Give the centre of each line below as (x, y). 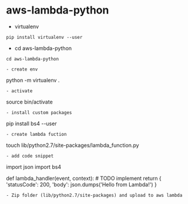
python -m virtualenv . (33, 80)
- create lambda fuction (36, 134)
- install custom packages (39, 112)
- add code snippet (30, 156)
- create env (22, 69)
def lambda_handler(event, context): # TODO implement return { (84, 178)
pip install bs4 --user (31, 123)
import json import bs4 (34, 167)
